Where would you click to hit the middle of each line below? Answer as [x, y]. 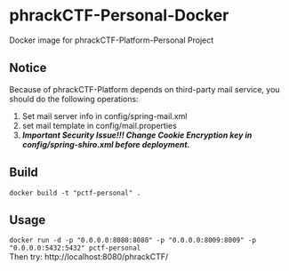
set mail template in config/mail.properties [100, 125]
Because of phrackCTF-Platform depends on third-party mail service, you [144, 89]
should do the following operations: [74, 99]
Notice [28, 68]
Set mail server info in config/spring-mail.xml [104, 116]
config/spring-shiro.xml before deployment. [106, 144]
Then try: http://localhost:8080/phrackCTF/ [89, 257]
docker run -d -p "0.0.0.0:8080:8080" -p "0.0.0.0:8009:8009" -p [132, 241]
